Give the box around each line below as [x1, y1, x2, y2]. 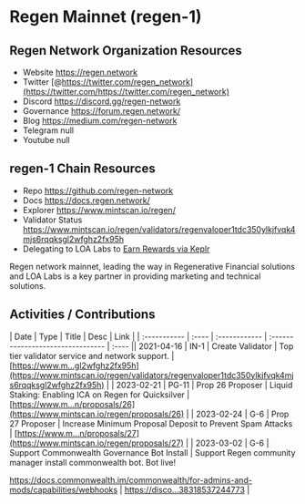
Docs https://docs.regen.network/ [22, 194, 150, 206]
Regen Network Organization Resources [9, 43, 243, 58]
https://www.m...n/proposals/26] [12, 398, 136, 409]
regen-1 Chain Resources [9, 161, 157, 177]
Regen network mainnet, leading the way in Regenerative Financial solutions [9, 261, 296, 272]
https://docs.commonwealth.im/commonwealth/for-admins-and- [9, 474, 253, 485]
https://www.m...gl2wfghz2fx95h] [12, 360, 139, 371]
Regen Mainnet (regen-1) [9, 6, 202, 27]
